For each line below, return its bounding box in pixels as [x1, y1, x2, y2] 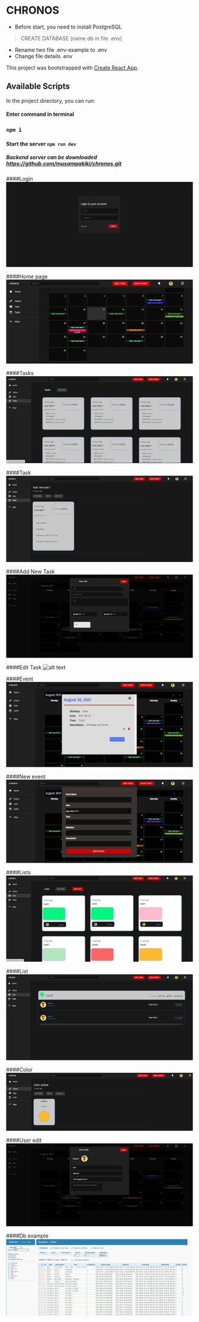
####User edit [6, 1137, 42, 1144]
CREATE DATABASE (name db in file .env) [20, 34, 123, 42]
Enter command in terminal [6, 111, 75, 118]
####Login [6, 175, 34, 182]
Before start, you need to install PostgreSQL [14, 23, 123, 30]
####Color [6, 1066, 33, 1073]
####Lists [6, 868, 31, 876]
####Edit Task [6, 664, 42, 671]
